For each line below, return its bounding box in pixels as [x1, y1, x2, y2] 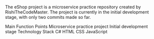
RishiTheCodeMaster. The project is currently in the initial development [5, 9, 149, 15]
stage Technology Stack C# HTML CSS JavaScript [5, 29, 108, 34]
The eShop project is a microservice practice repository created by [5, 4, 141, 10]
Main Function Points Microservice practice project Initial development [5, 24, 148, 29]
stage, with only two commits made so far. [5, 14, 91, 20]
